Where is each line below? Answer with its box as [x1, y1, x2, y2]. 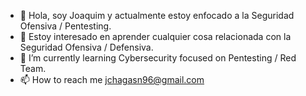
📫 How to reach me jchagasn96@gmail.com [19, 74, 205, 85]
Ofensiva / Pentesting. [19, 20, 112, 32]
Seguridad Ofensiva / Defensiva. [19, 41, 154, 53]
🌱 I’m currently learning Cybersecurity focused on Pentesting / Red [19, 52, 297, 64]
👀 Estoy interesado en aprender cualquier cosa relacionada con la [19, 31, 292, 42]
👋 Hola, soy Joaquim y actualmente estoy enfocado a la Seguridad [19, 10, 295, 21]
